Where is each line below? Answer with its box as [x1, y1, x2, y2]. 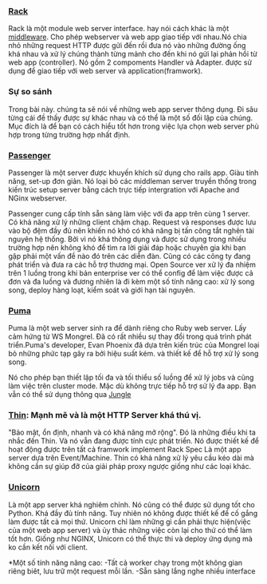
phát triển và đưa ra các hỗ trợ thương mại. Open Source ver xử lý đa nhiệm [8, 260, 257, 269]
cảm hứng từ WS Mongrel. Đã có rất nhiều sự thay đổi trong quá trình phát [8, 332, 252, 341]
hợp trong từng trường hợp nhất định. [8, 129, 131, 139]
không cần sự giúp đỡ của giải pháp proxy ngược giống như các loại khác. [8, 462, 252, 471]
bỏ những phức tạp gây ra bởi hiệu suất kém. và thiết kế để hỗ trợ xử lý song [8, 349, 259, 359]
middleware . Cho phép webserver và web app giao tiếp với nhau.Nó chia [8, 32, 247, 42]
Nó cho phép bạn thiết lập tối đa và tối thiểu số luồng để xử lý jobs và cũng [8, 373, 254, 383]
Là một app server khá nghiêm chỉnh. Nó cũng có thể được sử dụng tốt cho [8, 499, 255, 509]
